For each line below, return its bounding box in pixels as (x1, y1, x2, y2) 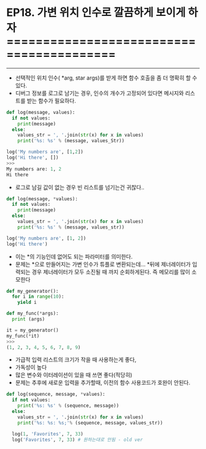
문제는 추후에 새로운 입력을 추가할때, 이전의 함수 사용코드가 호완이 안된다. (15, 379, 191, 387)
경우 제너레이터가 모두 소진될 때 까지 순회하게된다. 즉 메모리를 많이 (31, 268, 191, 276)
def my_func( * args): (6, 311, 59, 317)
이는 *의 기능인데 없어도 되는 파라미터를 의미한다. (15, 252, 133, 260)
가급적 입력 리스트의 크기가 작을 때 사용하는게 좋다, (15, 356, 137, 363)
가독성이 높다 (15, 364, 47, 371)
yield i (17, 300, 37, 306)
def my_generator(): (6, 288, 59, 294)
